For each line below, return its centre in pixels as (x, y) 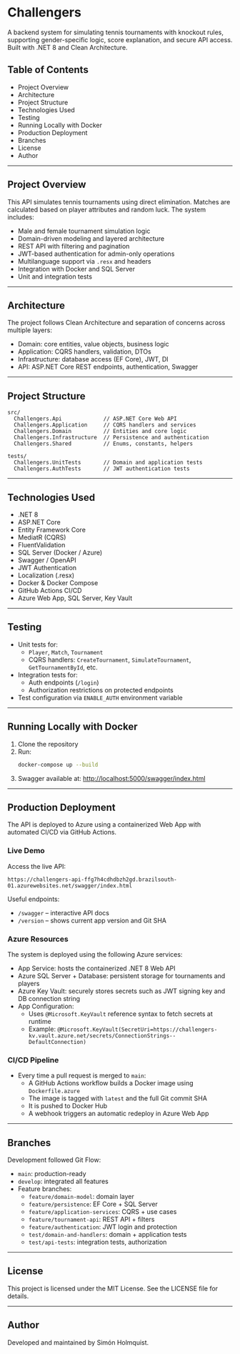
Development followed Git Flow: (54, 1160)
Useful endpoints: (34, 899)
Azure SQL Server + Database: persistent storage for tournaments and (121, 975)
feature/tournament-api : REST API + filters (91, 1220)
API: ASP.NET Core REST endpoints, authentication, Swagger (108, 367)
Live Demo (26, 851)
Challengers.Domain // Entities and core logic (100, 432)
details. (18, 1296)
